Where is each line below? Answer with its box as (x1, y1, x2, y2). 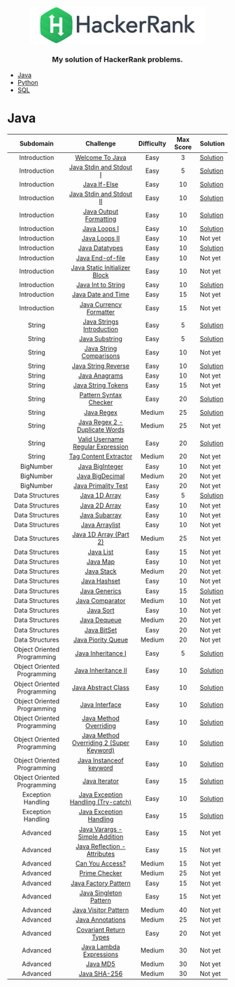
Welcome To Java (75, 153, 127, 161)
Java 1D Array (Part (72, 530, 129, 539)
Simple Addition (78, 832, 124, 841)
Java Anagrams (78, 371, 124, 380)
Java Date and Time (72, 291, 129, 299)
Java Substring (79, 335, 122, 343)
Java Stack (85, 567, 117, 576)
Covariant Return (76, 925, 125, 934)
